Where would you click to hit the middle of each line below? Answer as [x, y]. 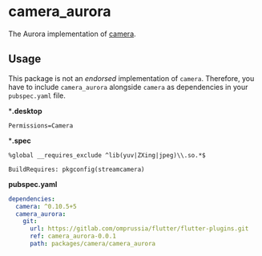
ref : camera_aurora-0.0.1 [73, 236]
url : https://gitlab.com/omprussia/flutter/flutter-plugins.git [139, 229]
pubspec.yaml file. [37, 95]
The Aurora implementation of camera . [72, 34]
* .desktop [25, 111]
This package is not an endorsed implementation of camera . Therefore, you [131, 78]
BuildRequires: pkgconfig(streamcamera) [77, 169]
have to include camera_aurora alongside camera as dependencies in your [128, 87]
